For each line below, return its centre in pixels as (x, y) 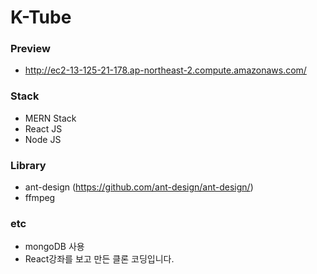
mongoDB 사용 (54, 247)
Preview (30, 49)
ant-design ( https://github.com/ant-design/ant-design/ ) (139, 187)
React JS (43, 128)
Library (28, 165)
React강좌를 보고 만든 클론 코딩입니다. (99, 259)
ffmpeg (40, 198)
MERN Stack (50, 118)
